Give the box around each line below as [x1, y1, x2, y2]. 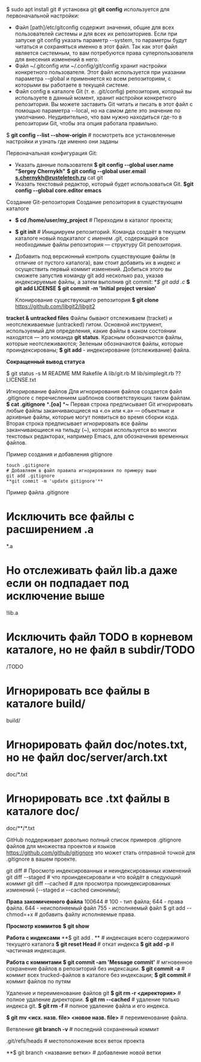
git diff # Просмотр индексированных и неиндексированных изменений [6, 867, 191, 874]
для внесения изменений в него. [14, 56, 99, 63]
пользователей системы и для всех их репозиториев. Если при [14, 30, 178, 37]
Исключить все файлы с [6, 510, 135, 523]
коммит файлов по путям [6, 978, 71, 985]
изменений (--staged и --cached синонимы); [6, 886, 121, 893]
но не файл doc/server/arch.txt [6, 751, 168, 764]
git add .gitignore [6, 473, 55, 479]
